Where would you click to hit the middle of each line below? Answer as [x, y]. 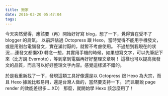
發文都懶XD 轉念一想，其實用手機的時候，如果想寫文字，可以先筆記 [89, 52]
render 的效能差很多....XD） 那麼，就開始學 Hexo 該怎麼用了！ [70, 88]
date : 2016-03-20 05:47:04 [33, 14]
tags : [11, 19]
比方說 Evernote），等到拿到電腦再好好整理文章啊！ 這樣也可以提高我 [85, 59]
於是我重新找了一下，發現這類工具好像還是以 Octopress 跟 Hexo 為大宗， [81, 76]
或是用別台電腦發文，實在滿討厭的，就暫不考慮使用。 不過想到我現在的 [78, 46]
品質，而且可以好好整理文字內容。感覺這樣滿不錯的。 [69, 65]
